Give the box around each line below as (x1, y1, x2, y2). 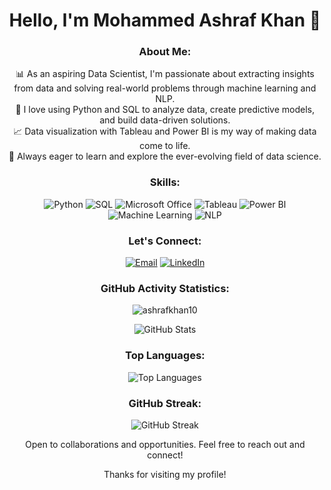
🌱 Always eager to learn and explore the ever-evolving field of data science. (8, 150, 322, 163)
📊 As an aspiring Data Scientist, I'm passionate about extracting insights (15, 68, 315, 80)
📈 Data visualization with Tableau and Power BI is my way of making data (13, 125, 317, 138)
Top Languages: (125, 349, 205, 363)
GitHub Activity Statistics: (100, 282, 230, 295)
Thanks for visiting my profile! (103, 468, 227, 480)
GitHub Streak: (128, 396, 202, 410)
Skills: (149, 175, 181, 189)
